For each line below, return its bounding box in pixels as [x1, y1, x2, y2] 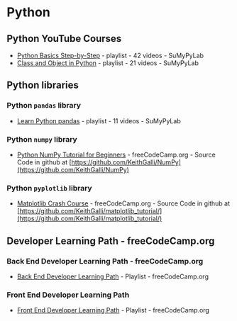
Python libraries [6, 79, 79, 91]
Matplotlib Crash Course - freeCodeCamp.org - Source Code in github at [16, 199, 231, 208]
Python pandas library [6, 101, 82, 111]
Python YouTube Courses [6, 33, 122, 45]
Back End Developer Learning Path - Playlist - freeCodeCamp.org [16, 272, 209, 281]
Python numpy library [6, 134, 77, 144]
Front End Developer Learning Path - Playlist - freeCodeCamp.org [16, 306, 210, 315]
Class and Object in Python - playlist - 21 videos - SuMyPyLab [16, 59, 199, 67]
